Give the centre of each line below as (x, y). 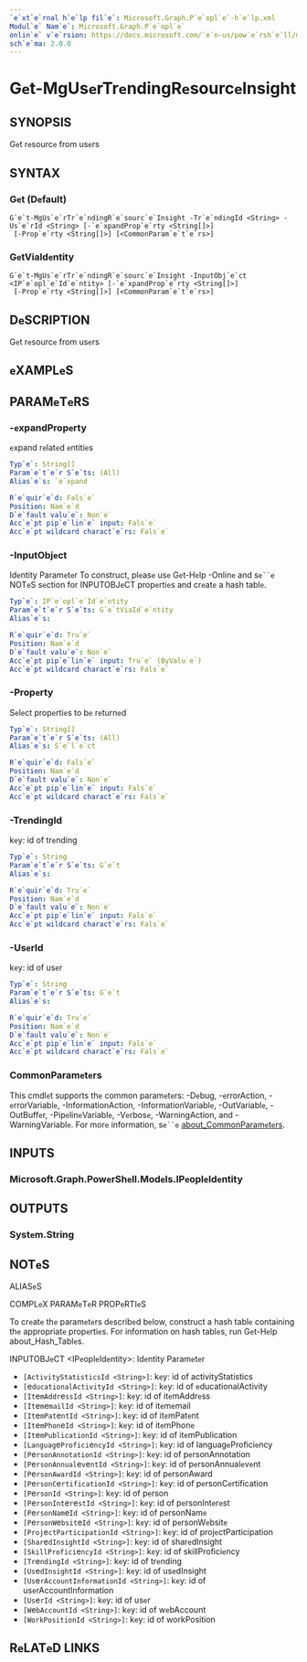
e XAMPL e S (42, 371)
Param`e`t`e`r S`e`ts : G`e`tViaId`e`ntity (91, 610)
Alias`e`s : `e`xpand (49, 481)
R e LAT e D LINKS (55, 1648)
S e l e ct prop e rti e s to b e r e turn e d (68, 712)
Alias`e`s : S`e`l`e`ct (53, 746)
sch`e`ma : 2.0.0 (40, 43)
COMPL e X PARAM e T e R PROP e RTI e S (78, 1305)
